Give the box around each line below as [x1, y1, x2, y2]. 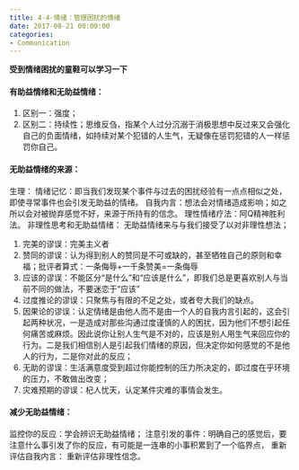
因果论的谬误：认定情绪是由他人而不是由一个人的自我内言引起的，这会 [22, 306, 283, 316]
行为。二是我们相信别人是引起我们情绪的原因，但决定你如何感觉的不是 [22, 339, 283, 350]
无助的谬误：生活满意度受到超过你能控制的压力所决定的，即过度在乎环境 [22, 361, 290, 373]
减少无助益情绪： [9, 406, 73, 418]
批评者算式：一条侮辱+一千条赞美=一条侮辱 [38, 261, 199, 271]
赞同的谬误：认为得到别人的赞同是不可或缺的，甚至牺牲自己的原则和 [22, 249, 275, 261]
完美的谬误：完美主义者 [22, 238, 110, 249]
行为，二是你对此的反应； [38, 350, 133, 361]
